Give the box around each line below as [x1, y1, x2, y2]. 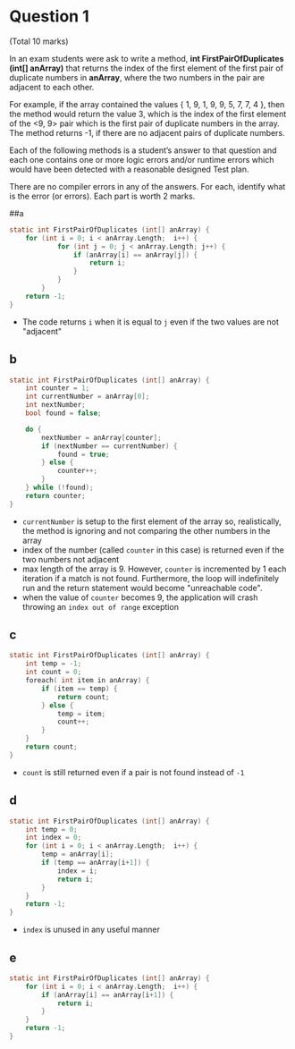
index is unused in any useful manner [21, 924, 161, 935]
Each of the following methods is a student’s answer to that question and [9, 145, 277, 156]
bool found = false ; [25, 409, 102, 418]
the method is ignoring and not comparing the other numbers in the [21, 525, 271, 536]
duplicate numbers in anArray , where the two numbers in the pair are [9, 72, 265, 82]
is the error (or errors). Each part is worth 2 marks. [9, 190, 196, 201]
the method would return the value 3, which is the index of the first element [9, 108, 287, 119]
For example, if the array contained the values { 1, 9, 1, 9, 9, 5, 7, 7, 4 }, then [9, 98, 285, 109]
